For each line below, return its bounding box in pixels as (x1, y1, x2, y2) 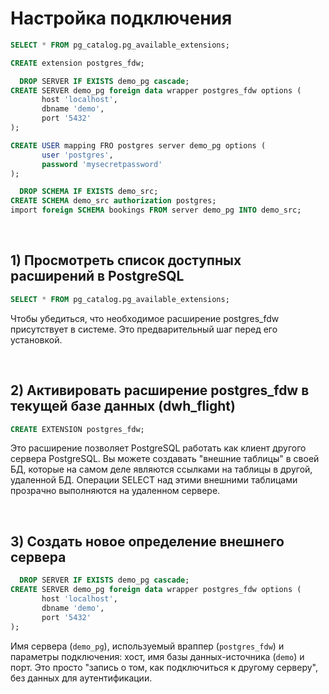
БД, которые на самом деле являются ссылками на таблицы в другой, (10, 463, 313, 476)
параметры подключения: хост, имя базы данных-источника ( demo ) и (10, 650, 305, 662)
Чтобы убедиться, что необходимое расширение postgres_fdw (10, 312, 280, 324)
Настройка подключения (10, 7, 233, 30)
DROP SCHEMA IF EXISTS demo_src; (19, 187, 159, 197)
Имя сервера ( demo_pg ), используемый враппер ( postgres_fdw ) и (10, 640, 285, 652)
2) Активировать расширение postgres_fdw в (10, 382, 310, 399)
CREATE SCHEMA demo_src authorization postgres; (10, 196, 217, 206)
